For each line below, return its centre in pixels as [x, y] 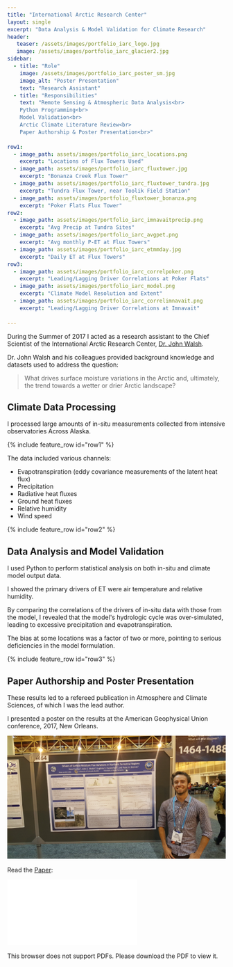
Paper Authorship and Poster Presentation [101, 681]
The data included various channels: [59, 458]
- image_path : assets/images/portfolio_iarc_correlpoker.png [104, 271]
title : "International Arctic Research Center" [77, 15]
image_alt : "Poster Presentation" [69, 81]
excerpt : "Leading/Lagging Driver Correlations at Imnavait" [110, 308]
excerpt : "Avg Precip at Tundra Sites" [77, 227]
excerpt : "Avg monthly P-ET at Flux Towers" [85, 242]
